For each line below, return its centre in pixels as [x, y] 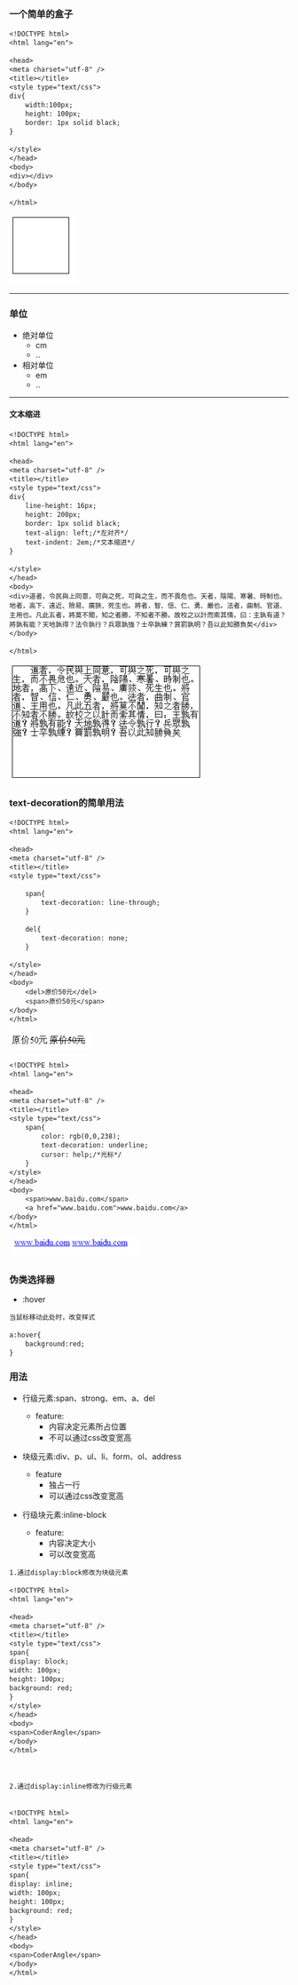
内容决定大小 [72, 1543]
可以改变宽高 [72, 1554]
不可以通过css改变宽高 [90, 1437]
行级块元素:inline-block [64, 1514]
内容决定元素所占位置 [87, 1426]
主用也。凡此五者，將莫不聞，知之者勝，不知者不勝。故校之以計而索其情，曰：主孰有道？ [148, 615]
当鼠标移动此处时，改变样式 [52, 1318]
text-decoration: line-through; [101, 903]
